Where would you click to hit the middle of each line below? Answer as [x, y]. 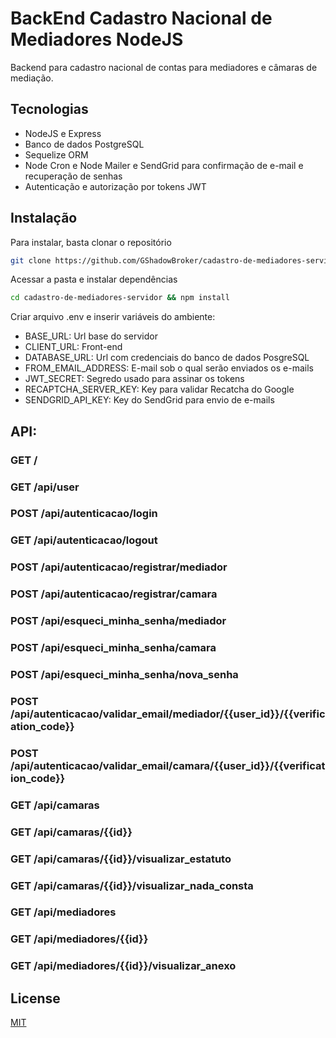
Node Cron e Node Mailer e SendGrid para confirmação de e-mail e [164, 165]
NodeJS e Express [63, 133]
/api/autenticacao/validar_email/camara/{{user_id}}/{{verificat [168, 765]
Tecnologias [49, 109]
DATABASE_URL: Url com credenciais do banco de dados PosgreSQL [167, 358]
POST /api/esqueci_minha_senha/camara [113, 648]
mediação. [32, 78]
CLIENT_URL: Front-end [73, 347]
